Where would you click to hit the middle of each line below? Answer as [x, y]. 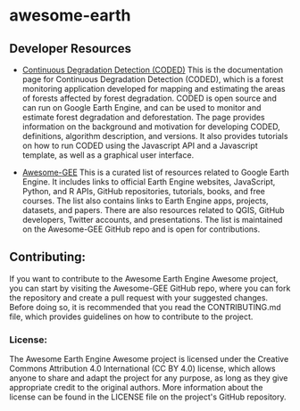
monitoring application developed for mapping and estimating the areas [154, 89]
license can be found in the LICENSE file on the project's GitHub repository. [148, 397]
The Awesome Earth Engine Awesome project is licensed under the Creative [149, 359]
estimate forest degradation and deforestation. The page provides [143, 117]
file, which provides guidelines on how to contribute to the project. [131, 316]
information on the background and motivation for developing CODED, [151, 127]
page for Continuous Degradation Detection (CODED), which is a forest [153, 79]
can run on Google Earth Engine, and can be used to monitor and [142, 107]
